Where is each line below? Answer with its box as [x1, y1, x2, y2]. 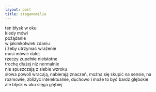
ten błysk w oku [5, 25, 37, 31]
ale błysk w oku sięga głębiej [5, 81, 62, 87]
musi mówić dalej [5, 50, 40, 56]
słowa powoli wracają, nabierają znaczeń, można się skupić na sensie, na [5, 71, 152, 77]
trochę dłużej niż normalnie [5, 61, 60, 67]
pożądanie [5, 35, 26, 41]
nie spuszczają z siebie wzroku [5, 66, 67, 72]
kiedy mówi [5, 30, 28, 36]
